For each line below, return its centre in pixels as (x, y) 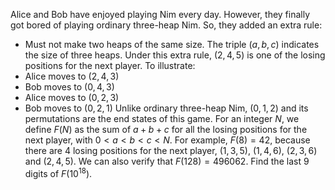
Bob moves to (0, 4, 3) (69, 87)
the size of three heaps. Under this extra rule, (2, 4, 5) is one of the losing (175, 55)
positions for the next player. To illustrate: (110, 65)
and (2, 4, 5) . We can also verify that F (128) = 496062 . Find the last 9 (167, 161)
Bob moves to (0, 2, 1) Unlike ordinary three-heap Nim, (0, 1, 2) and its (166, 108)
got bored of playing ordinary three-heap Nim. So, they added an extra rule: (166, 25)
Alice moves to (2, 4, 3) (72, 76)
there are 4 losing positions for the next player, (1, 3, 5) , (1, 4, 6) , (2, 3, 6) (171, 150)
